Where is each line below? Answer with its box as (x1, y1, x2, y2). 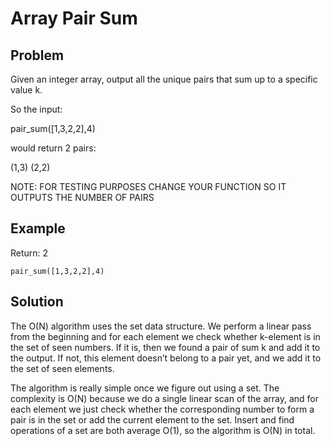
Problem (10, 47, 65, 64)
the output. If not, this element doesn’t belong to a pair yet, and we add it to (10, 352, 322, 364)
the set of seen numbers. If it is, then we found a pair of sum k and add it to (10, 341, 321, 353)
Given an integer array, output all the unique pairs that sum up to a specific (10, 73, 318, 85)
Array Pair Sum (10, 7, 138, 30)
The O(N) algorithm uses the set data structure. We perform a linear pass (10, 320, 312, 332)
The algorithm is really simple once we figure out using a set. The (10, 382, 280, 394)
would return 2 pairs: (10, 142, 97, 154)
